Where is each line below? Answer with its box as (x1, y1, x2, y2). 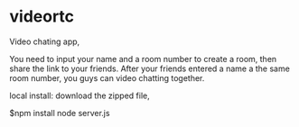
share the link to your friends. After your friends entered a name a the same (9, 63, 291, 74)
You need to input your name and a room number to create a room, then (9, 53, 277, 64)
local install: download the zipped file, (9, 90, 151, 101)
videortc (9, 6, 75, 27)
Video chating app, (9, 36, 80, 47)
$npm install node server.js (9, 107, 110, 118)
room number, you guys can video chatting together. (9, 72, 205, 83)
